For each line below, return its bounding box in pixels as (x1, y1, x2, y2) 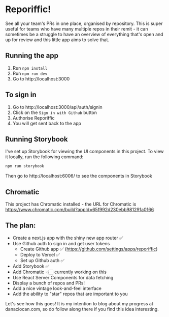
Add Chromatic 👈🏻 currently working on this (12, 269, 107, 275)
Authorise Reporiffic (12, 114, 55, 121)
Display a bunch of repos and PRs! (12, 280, 85, 286)
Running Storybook (5, 135, 68, 143)
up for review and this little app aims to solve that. (5, 37, 110, 43)
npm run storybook (5, 164, 44, 169)
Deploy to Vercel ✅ (20, 251, 60, 257)
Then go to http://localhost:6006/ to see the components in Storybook (5, 173, 152, 179)
